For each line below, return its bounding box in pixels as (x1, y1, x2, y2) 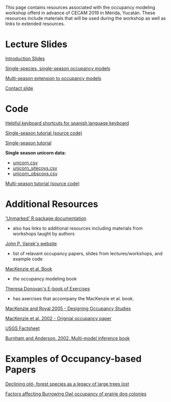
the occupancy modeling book (12, 276, 77, 282)
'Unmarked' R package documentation (5, 215, 87, 221)
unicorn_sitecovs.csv (12, 165, 58, 171)
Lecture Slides (5, 38, 68, 50)
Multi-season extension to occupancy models (5, 75, 102, 81)
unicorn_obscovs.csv (12, 170, 58, 176)
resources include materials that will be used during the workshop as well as (5, 15, 166, 21)
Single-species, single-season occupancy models (5, 65, 111, 71)
